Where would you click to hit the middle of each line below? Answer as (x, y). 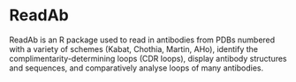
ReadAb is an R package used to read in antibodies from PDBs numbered (142, 40)
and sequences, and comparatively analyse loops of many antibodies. (137, 68)
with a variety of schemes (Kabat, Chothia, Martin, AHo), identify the (134, 48)
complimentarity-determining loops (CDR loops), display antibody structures (148, 58)
